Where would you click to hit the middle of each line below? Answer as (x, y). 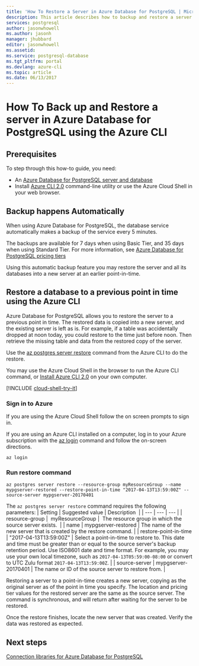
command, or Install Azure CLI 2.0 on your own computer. (76, 377)
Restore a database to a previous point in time (92, 292)
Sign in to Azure (30, 403)
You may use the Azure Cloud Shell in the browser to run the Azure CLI (92, 370)
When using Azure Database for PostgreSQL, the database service (87, 225)
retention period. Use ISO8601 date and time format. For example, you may (97, 550)
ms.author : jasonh (29, 34)
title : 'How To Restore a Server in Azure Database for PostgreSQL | (94, 12)
